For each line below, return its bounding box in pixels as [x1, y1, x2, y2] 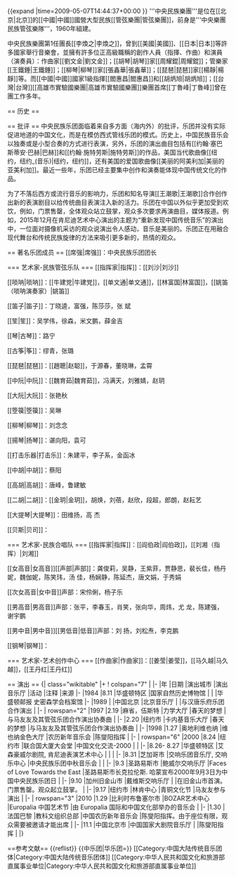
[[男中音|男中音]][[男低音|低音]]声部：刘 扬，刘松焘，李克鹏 [7, 626, 179, 635]
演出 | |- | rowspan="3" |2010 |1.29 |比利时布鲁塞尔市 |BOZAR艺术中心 [7, 794, 210, 803]
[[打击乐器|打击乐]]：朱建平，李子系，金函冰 [7, 451, 136, 459]
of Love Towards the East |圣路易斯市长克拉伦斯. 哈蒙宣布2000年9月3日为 [7, 768, 222, 776]
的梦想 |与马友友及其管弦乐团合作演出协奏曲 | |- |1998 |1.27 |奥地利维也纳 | [7, 724, 223, 732]
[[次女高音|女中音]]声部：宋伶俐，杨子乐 [7, 588, 124, 596]
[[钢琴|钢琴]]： [7, 642, 50, 649]
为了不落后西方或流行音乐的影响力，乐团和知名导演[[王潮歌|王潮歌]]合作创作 [7, 190, 228, 197]
